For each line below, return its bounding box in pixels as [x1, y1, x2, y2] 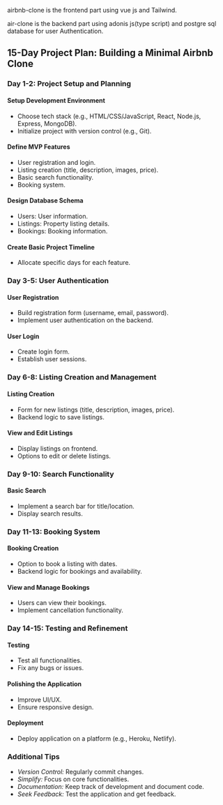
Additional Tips [7, 751, 61, 761]
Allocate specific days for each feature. [17, 259, 131, 267]
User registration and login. [17, 158, 96, 166]
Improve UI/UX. [17, 695, 62, 704]
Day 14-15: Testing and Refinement [7, 623, 128, 633]
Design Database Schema [7, 196, 84, 205]
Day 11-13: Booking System [7, 527, 100, 537]
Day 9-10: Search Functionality [7, 469, 114, 479]
